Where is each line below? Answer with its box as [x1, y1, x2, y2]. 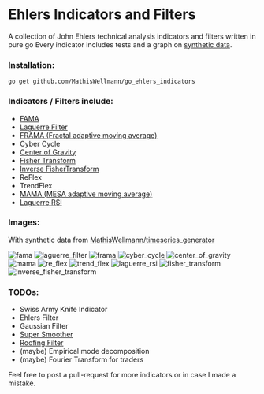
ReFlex [19, 172, 42, 182]
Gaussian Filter [19, 322, 69, 331]
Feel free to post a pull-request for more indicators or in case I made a [8, 370, 236, 380]
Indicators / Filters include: [8, 96, 113, 107]
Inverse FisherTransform [19, 164, 100, 173]
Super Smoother [19, 329, 73, 340]
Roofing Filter [19, 338, 64, 348]
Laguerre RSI [19, 197, 62, 206]
